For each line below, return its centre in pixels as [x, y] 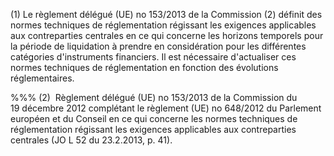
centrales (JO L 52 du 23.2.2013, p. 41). [91, 140]
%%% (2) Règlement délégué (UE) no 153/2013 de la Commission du [154, 97]
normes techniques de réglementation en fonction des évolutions [144, 67]
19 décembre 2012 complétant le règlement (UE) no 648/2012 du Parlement [166, 108]
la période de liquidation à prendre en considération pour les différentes [158, 46]
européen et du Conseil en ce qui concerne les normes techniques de [154, 118]
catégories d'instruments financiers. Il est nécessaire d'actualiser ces [153, 57]
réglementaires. [42, 78]
